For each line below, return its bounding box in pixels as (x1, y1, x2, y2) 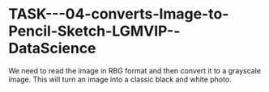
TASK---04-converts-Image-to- (8, 5, 229, 23)
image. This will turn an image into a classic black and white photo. (8, 74, 233, 84)
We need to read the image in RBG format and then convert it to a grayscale (8, 65, 262, 75)
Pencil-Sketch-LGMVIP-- (8, 22, 181, 40)
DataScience (8, 40, 96, 57)
